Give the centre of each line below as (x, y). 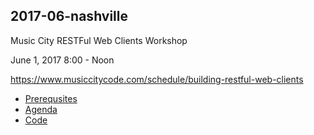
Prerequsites (51, 98)
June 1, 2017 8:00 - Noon (62, 60)
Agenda (41, 109)
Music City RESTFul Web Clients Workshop (99, 40)
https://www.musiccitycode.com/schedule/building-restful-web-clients (157, 79)
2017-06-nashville (69, 16)
